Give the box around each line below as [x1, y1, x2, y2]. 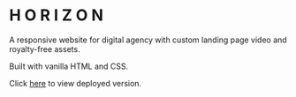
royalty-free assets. [9, 43, 81, 54]
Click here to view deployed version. [9, 78, 142, 88]
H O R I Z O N [9, 5, 104, 26]
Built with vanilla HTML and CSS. [9, 61, 129, 71]
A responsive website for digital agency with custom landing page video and [9, 34, 287, 45]
